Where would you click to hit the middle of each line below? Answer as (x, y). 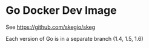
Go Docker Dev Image (61, 10)
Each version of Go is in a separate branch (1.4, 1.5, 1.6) (74, 38)
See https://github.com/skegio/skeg (51, 27)
